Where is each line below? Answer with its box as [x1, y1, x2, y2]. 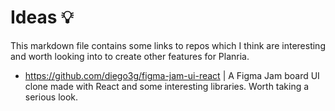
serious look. [24, 91, 79, 103]
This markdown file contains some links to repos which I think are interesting [10, 39, 326, 51]
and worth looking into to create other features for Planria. [10, 50, 250, 62]
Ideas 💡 [10, 6, 74, 29]
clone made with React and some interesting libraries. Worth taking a [24, 80, 310, 92]
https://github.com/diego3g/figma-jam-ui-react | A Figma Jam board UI [24, 69, 320, 81]
